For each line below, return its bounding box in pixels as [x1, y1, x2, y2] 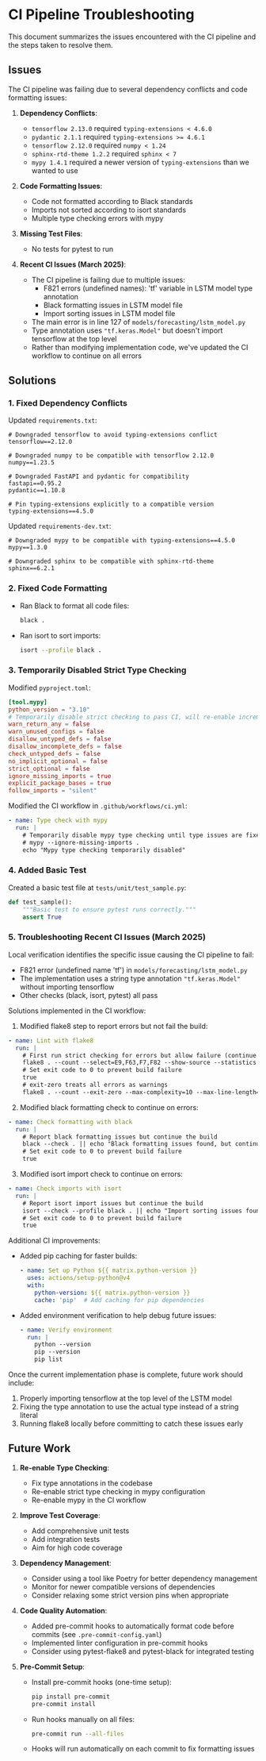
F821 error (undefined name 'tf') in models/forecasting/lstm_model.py [19, 965, 248, 974]
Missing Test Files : [19, 229, 83, 238]
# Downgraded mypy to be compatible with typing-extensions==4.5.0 [8, 537, 236, 545]
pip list [34, 1355, 63, 1363]
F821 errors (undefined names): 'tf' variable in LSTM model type [43, 283, 253, 293]
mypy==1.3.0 [8, 544, 47, 552]
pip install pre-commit [31, 1693, 111, 1701]
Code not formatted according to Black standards [31, 196, 194, 206]
